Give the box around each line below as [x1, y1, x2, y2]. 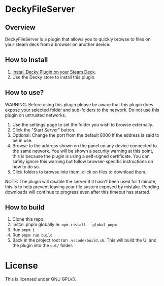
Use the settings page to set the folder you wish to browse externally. [12, 122, 154, 127]
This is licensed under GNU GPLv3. [5, 276, 76, 282]
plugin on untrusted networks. [5, 112, 66, 118]
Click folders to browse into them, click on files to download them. [12, 169, 147, 175]
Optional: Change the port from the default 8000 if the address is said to [12, 132, 160, 138]
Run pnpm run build [12, 232, 53, 238]
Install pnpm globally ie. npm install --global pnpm [12, 221, 117, 228]
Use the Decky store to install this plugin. [12, 74, 96, 80]
